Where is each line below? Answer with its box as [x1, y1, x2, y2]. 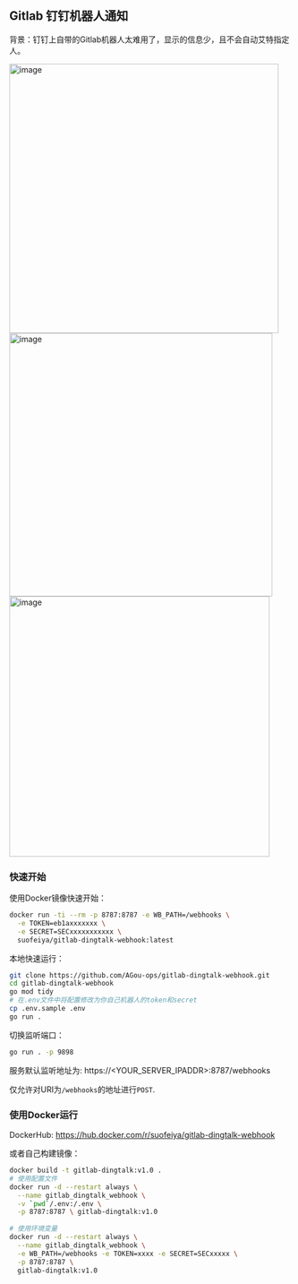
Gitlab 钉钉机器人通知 [9, 8, 129, 24]
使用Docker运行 [9, 1108, 79, 1121]
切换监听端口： [9, 1030, 64, 1040]
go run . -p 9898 [9, 1047, 74, 1056]
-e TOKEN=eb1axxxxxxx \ [17, 918, 106, 927]
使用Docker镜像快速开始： [9, 892, 107, 903]
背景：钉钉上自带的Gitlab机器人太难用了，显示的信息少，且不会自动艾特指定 [9, 34, 290, 45]
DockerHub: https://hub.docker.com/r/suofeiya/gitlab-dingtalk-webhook [9, 1130, 276, 1141]
